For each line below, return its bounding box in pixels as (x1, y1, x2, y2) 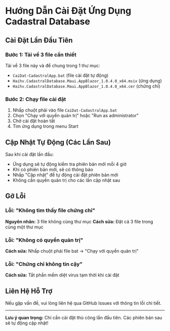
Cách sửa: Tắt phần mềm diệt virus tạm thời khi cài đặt (5, 272, 120, 278)
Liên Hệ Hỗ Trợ (5, 287, 53, 295)
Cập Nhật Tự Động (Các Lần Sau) (5, 138, 111, 147)
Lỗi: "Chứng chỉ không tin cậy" (5, 260, 83, 267)
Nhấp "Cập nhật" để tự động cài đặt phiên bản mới (12, 172, 118, 178)
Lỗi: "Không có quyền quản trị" (5, 237, 83, 244)
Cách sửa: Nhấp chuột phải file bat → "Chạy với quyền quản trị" (5, 248, 139, 254)
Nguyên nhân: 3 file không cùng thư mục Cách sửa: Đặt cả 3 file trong (5, 218, 153, 224)
